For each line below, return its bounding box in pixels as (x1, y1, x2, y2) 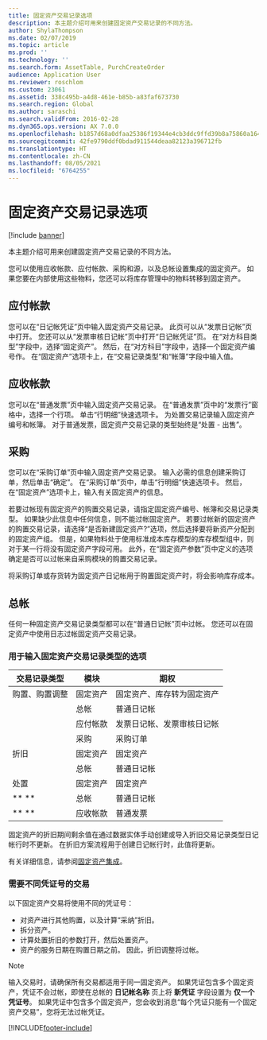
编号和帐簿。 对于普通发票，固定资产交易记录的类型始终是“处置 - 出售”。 (8, 419, 246, 429)
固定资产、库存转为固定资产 (115, 689, 220, 700)
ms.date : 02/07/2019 (8, 33, 77, 42)
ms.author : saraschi (8, 108, 77, 116)
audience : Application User (8, 71, 102, 79)
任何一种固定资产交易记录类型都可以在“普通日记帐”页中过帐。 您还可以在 (8, 619, 246, 629)
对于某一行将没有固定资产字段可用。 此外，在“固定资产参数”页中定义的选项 (8, 544, 253, 553)
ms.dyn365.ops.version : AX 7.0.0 (8, 122, 119, 130)
